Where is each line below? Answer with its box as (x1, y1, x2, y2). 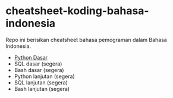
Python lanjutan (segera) (14, 73, 75, 80)
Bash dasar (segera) (14, 66, 64, 73)
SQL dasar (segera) (14, 60, 62, 67)
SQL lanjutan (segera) (14, 79, 68, 86)
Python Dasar (14, 54, 48, 61)
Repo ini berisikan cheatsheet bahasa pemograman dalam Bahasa (5, 36, 167, 43)
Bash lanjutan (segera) (14, 85, 70, 92)
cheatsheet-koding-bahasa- (5, 4, 149, 18)
